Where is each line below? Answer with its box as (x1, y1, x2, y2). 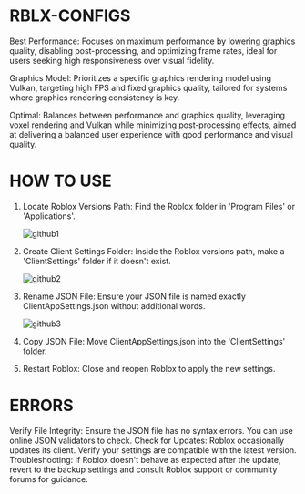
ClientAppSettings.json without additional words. (22, 300, 206, 311)
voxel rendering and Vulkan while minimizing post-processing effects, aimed (9, 119, 297, 130)
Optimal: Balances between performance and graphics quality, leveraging (9, 109, 285, 120)
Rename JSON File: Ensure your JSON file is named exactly (22, 291, 246, 302)
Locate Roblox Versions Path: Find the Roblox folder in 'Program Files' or (22, 201, 296, 211)
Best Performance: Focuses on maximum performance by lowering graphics (9, 36, 296, 46)
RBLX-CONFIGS (9, 5, 131, 26)
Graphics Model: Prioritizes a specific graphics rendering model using (9, 72, 271, 83)
